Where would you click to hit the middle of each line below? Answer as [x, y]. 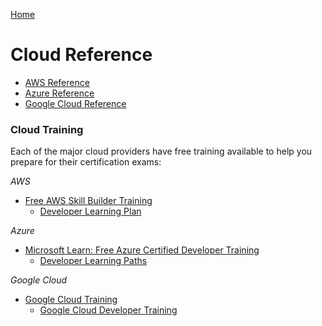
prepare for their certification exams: [86, 162]
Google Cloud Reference [75, 103]
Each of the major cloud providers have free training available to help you [161, 151]
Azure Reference [59, 93]
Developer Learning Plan [90, 211]
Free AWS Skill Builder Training [88, 201]
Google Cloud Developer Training [108, 310]
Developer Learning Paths [93, 261]
